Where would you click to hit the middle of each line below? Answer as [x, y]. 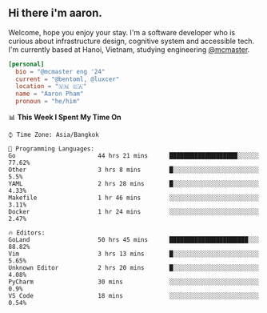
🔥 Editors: [27, 233]
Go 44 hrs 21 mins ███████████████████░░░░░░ [134, 156]
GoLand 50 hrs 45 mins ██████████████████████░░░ [134, 240]
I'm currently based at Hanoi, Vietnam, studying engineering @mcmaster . [129, 49]
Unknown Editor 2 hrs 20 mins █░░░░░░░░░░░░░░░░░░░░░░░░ [134, 268]
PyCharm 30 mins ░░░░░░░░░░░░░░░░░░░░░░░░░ [134, 282]
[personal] [26, 64]
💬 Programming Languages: [51, 149]
